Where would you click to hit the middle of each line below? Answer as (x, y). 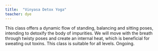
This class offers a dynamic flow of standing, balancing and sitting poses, (79, 28)
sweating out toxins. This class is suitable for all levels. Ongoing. (70, 43)
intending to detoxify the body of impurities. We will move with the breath (79, 33)
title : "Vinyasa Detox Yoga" (36, 9)
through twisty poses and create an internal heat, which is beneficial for (78, 38)
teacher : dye (18, 14)
